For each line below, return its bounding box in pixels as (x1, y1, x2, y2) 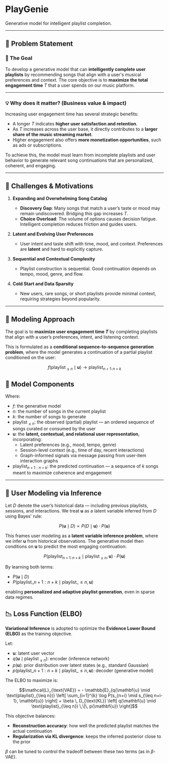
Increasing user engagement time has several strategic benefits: (5, 111, 139, 117)
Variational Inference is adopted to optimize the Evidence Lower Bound (5, 625, 156, 631)
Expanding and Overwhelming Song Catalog (12, 195, 107, 201)
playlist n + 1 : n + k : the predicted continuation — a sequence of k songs (12, 463, 158, 470)
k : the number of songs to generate (12, 414, 87, 420)
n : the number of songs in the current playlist (12, 408, 106, 414)
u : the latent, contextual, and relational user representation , (12, 431, 140, 437)
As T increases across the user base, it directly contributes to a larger (12, 126, 158, 132)
